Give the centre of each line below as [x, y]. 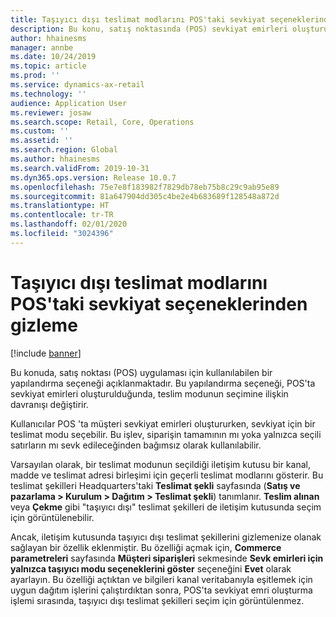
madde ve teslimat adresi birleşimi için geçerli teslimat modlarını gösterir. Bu [167, 475]
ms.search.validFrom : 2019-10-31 [80, 168]
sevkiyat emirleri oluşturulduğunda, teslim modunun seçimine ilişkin [149, 393]
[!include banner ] [46, 353]
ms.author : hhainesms [55, 159]
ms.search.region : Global [64, 150]
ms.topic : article [48, 66]
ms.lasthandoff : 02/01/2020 [69, 224]
